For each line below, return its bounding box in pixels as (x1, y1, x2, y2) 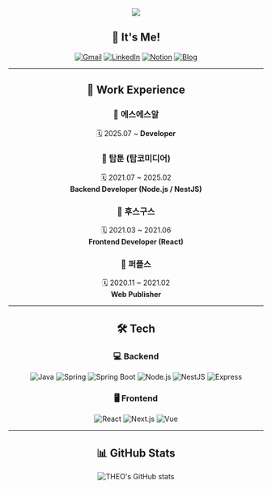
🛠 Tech (117, 321, 155, 335)
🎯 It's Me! (112, 31, 160, 45)
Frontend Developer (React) (88, 237, 184, 247)
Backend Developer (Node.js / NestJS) (70, 184, 202, 193)
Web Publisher (110, 290, 162, 300)
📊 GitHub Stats (96, 446, 176, 460)
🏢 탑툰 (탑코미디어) (100, 153, 172, 164)
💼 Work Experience (87, 83, 185, 97)
